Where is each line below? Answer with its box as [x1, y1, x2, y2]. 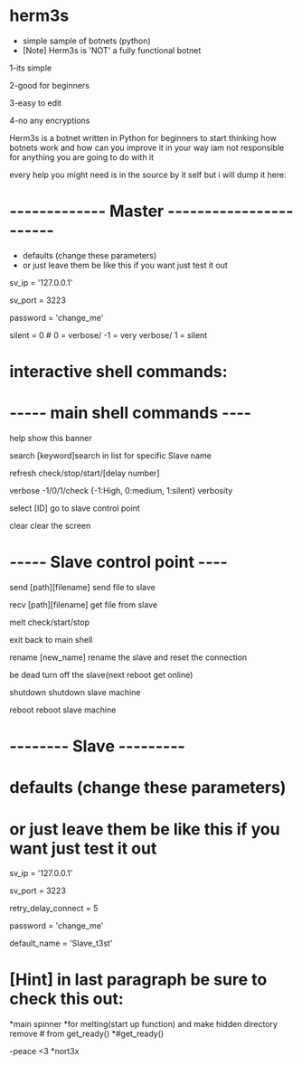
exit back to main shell [9, 634, 93, 645]
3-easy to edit [9, 97, 61, 108]
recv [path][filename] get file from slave [9, 598, 158, 610]
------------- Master [9, 201, 165, 221]
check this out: [9, 989, 124, 1009]
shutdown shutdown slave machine [9, 686, 141, 697]
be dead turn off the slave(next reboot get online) [9, 669, 193, 680]
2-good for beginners [9, 80, 90, 90]
